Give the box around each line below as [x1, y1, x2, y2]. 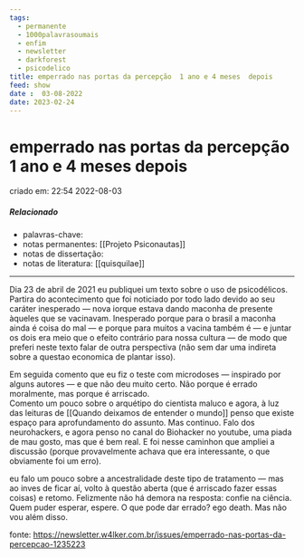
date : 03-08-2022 [9, 89, 83, 98]
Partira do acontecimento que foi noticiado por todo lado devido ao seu [9, 293, 276, 304]
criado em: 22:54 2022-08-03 [9, 186, 122, 197]
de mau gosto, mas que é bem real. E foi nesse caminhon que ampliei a [9, 437, 275, 447]
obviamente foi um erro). [9, 456, 102, 467]
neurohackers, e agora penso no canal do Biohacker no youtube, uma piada [9, 427, 292, 438]
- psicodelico [17, 64, 71, 73]
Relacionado [9, 206, 59, 217]
